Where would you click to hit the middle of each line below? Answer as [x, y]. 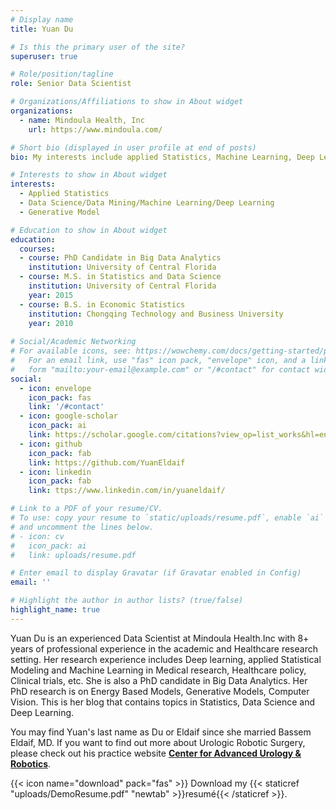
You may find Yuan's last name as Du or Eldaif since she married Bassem [161, 732]
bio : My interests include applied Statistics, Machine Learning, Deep [162, 157]
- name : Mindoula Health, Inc [82, 120]
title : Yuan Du [42, 29]
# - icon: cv [37, 536]
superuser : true [44, 56]
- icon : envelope [55, 388]
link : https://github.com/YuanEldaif [107, 462]
